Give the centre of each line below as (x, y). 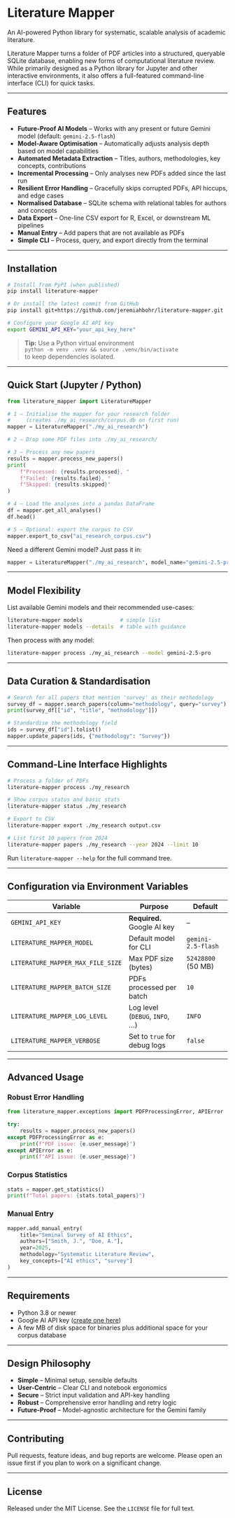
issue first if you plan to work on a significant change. (85, 1463)
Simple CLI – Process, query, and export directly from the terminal (113, 240)
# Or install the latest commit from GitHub (73, 304)
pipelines (30, 225)
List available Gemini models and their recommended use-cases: (101, 608)
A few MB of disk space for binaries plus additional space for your (113, 1328)
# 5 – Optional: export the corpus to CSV (70, 529)
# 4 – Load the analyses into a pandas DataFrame (81, 504)
